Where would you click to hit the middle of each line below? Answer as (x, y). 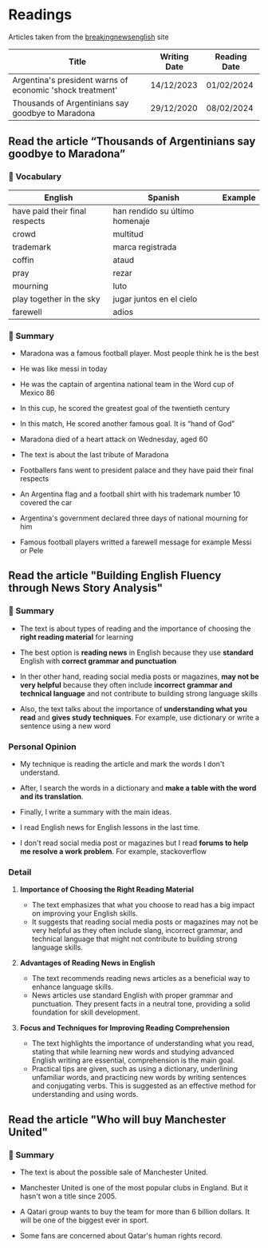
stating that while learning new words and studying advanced (133, 1052)
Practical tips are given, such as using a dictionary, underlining (134, 1069)
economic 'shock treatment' (65, 90)
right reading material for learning (77, 636)
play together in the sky (57, 299)
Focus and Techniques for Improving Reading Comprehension (124, 1028)
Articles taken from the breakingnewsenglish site (89, 37)
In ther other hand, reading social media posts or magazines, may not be (139, 676)
